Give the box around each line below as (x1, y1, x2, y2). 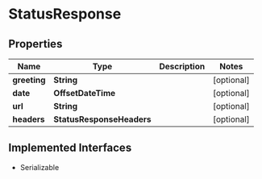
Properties (8, 37, 63, 51)
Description (159, 61, 206, 72)
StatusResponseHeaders (53, 114, 152, 125)
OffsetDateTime (53, 88, 116, 98)
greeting (12, 74, 46, 85)
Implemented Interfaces (8, 141, 132, 155)
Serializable (19, 162, 60, 172)
